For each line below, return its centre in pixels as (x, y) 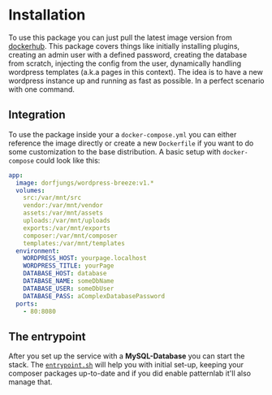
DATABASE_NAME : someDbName (69, 281)
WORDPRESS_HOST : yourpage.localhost (85, 258)
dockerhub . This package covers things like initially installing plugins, (124, 46)
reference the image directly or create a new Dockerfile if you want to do (131, 143)
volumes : (30, 190)
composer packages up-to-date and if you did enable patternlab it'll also (130, 373)
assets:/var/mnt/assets (63, 213)
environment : (38, 251)
